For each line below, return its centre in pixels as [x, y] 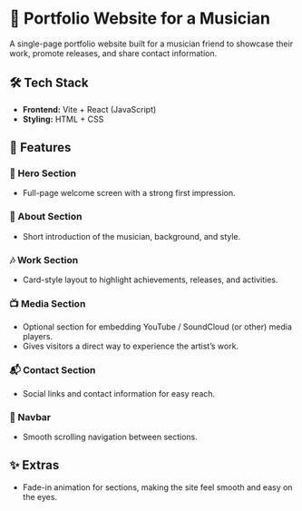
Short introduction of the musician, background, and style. [132, 236]
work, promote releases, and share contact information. [113, 53]
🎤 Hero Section [43, 173]
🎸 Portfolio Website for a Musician [140, 19]
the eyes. [39, 496]
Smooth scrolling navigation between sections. [110, 437]
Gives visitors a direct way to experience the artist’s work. [130, 346]
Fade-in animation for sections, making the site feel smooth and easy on [157, 487]
